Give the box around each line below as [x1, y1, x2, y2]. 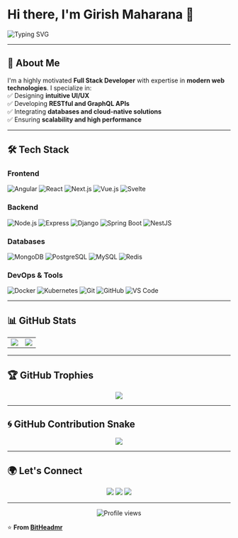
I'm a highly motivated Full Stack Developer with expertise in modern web [7, 76, 225, 85]
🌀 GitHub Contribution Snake [7, 419, 136, 431]
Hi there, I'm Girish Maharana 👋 [7, 6, 195, 23]
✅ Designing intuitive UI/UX [7, 91, 90, 99]
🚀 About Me [7, 57, 60, 70]
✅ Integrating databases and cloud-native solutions [7, 107, 161, 116]
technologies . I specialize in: [7, 83, 92, 92]
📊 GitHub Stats [7, 314, 76, 326]
